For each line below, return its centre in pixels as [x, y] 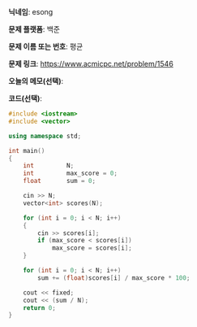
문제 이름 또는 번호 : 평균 [46, 46]
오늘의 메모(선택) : [36, 81]
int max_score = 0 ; [70, 173]
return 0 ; [40, 307]
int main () [27, 150]
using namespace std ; [45, 136]
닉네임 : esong [31, 12]
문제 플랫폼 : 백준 [34, 29]
